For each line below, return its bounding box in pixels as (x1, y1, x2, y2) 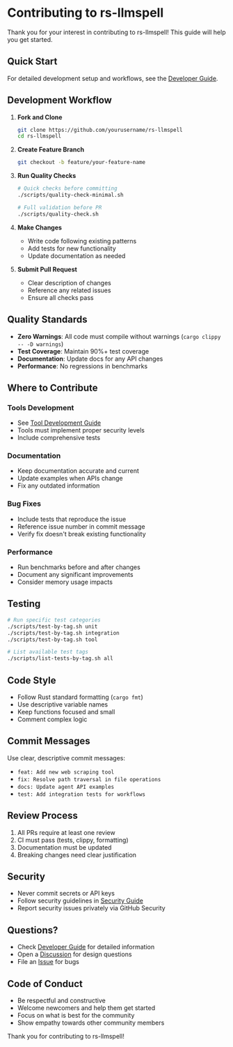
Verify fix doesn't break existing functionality (17, 529, 146, 538)
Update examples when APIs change (17, 474, 123, 483)
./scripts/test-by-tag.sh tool (7, 636, 98, 643)
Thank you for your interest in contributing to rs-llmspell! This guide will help (7, 28, 226, 36)
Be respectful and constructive (17, 996, 106, 1005)
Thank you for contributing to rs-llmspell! (7, 1032, 125, 1041)
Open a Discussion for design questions (17, 950, 132, 958)
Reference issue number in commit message (17, 522, 145, 531)
